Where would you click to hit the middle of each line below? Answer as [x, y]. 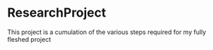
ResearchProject [57, 13]
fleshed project [29, 39]
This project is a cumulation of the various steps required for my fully [107, 32]
